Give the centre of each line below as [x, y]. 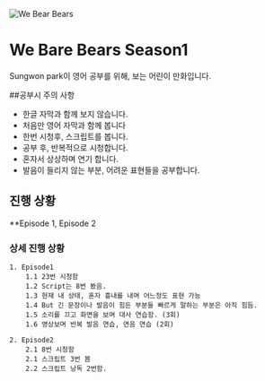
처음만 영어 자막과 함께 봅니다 [74, 125]
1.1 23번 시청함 [52, 277]
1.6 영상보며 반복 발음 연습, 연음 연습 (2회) [100, 325]
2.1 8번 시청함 [50, 350]
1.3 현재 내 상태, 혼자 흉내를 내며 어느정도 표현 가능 [113, 296]
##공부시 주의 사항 [42, 95]
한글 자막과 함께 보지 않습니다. [75, 114]
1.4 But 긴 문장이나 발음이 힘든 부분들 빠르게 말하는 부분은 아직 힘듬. [141, 306]
